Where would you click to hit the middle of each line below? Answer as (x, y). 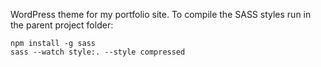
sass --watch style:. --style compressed (98, 52)
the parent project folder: (62, 25)
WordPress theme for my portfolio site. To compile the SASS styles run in (161, 14)
